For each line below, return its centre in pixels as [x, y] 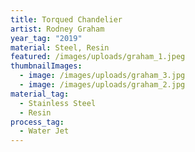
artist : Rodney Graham [57, 29]
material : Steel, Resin [60, 47]
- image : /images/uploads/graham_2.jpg [102, 85]
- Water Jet [44, 131]
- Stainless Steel [58, 103]
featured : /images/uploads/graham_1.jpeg [98, 57]
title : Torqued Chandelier [66, 19]
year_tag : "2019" [46, 38]
